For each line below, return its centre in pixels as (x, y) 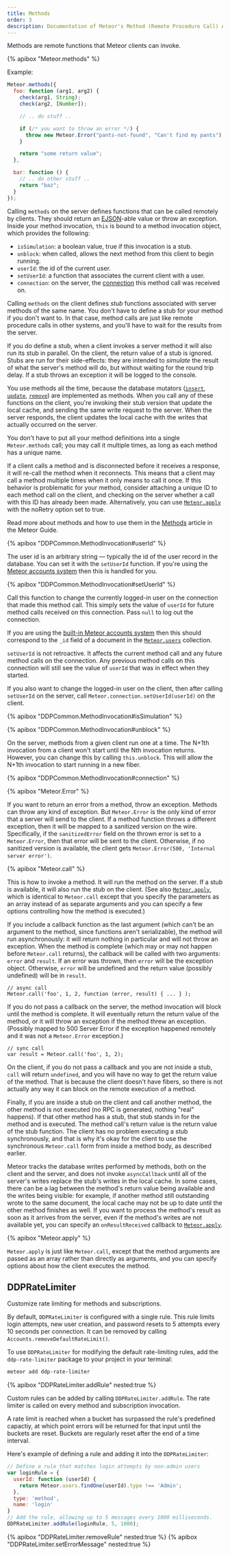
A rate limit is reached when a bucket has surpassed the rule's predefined (111, 1419)
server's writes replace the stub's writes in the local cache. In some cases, (112, 1181)
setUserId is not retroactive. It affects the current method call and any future (115, 653)
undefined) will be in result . (47, 975)
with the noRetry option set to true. (56, 509)
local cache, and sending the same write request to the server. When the (110, 410)
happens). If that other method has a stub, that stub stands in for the (104, 1116)
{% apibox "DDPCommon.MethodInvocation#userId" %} (87, 543)
